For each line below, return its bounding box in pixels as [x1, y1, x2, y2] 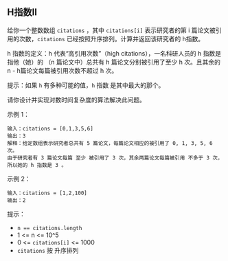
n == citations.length [16, 225, 82, 231]
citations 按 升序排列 [16, 246, 79, 254]
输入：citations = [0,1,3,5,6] [7, 125, 94, 132]
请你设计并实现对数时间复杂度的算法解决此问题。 [7, 95, 146, 104]
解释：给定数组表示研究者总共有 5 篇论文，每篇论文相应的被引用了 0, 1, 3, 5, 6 [7, 139, 213, 146]
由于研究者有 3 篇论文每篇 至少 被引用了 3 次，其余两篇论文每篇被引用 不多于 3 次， [7, 154, 223, 161]
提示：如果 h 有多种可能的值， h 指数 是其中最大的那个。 [7, 81, 165, 89]
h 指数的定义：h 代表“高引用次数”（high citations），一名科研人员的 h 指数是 [7, 49, 222, 57]
